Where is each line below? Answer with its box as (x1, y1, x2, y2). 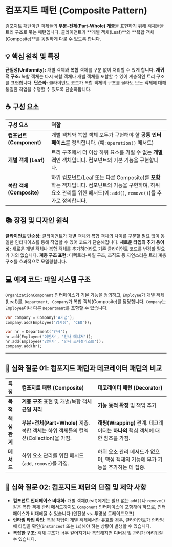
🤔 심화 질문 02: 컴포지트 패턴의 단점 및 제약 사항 (5, 483, 147, 491)
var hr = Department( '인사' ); (5, 329, 68, 334)
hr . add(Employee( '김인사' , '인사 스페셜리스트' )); (5, 339, 104, 344)
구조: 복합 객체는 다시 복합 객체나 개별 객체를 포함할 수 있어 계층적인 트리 (10, 73, 155, 79)
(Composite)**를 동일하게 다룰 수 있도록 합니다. (5, 36, 101, 42)
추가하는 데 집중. (108, 464, 146, 471)
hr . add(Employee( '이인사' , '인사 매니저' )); (5, 334, 93, 339)
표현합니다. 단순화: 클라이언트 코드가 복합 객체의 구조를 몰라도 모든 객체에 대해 (10, 79, 166, 85)
